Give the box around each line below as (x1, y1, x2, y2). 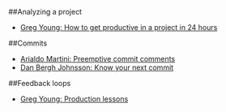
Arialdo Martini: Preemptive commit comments (19, 54, 176, 63)
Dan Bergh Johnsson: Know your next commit (19, 62, 174, 72)
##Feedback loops (8, 79, 71, 88)
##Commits (8, 38, 48, 48)
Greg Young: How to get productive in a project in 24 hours (19, 23, 218, 32)
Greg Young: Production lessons (19, 94, 129, 104)
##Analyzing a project (8, 7, 83, 16)
